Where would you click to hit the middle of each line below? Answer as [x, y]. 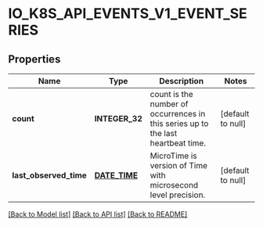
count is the [171, 94]
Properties [34, 59]
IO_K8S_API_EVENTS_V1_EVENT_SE [128, 14]
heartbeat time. [178, 143]
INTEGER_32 [118, 118]
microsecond [174, 185]
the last [164, 133]
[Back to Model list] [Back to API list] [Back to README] [98, 214]
